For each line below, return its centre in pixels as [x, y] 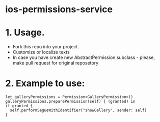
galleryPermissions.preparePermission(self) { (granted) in [71, 102]
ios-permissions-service [59, 9]
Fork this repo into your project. [46, 47]
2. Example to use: [45, 84]
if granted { [19, 106]
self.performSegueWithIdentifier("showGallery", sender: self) [78, 110]
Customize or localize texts [41, 52]
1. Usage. [25, 33]
